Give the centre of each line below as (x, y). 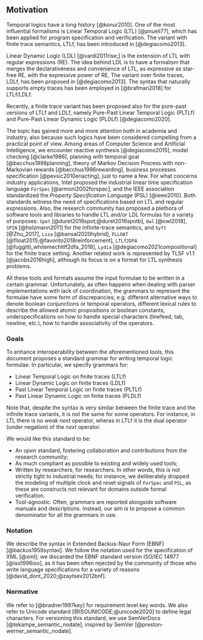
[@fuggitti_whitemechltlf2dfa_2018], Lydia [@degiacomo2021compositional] (101, 247)
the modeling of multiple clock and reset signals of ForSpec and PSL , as (103, 483)
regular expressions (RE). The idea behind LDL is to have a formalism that (98, 62)
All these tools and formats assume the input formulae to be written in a (95, 278)
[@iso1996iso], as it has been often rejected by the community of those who (101, 563)
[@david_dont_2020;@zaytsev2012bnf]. (56, 576)
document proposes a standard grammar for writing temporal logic (90, 359)
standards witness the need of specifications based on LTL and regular (95, 201)
